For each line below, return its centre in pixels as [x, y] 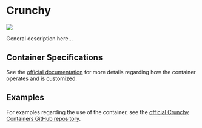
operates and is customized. [42, 78]
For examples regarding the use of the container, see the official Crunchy [98, 112]
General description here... [40, 38]
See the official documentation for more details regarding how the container [101, 72]
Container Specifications [55, 58]
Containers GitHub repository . [44, 118]
